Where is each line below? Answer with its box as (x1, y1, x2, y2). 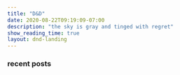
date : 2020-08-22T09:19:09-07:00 (7, 17, 105, 24)
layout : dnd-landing (7, 36, 68, 43)
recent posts (7, 59, 51, 69)
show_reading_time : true (7, 29, 80, 37)
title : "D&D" (7, 10, 46, 17)
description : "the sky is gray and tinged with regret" (7, 23, 174, 30)
